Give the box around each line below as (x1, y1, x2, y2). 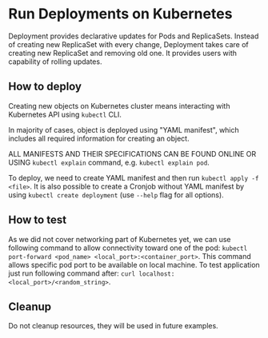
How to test (8, 213, 66, 227)
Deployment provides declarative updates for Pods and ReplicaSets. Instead (8, 31, 259, 41)
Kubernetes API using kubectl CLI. (8, 109, 122, 119)
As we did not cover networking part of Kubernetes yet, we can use (8, 234, 231, 244)
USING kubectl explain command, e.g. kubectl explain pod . (8, 157, 210, 167)
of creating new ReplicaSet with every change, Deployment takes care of (8, 39, 250, 49)
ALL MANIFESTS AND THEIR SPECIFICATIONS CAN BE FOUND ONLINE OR (8, 149, 257, 158)
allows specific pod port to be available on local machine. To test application (8, 260, 260, 269)
